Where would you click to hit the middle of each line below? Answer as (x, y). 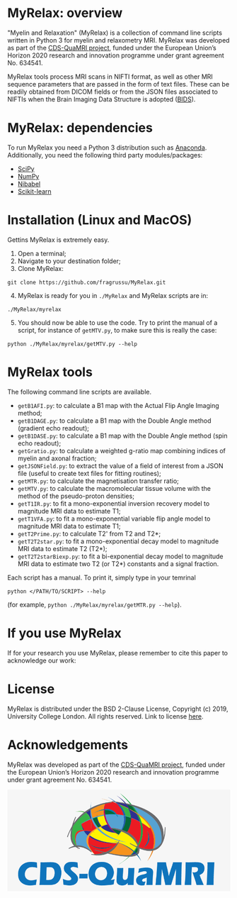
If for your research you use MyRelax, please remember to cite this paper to (118, 653)
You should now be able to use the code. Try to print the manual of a (117, 322)
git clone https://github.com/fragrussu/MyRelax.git (87, 282)
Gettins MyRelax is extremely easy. (58, 240)
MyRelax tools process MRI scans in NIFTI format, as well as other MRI (110, 77)
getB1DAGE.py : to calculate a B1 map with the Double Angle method (114, 421)
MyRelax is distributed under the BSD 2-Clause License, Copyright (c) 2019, (118, 709)
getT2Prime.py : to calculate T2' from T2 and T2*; (89, 533)
